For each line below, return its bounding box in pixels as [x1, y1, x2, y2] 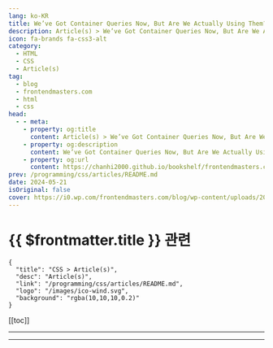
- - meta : [15, 118, 49, 126]
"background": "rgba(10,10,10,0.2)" [15, 294, 140, 302]
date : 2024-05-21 [8, 178, 67, 187]
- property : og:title [23, 125, 96, 133]
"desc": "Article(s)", [15, 272, 93, 281]
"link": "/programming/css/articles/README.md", [15, 280, 184, 288]
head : [8, 111, 27, 119]
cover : [8, 193, 31, 202]
